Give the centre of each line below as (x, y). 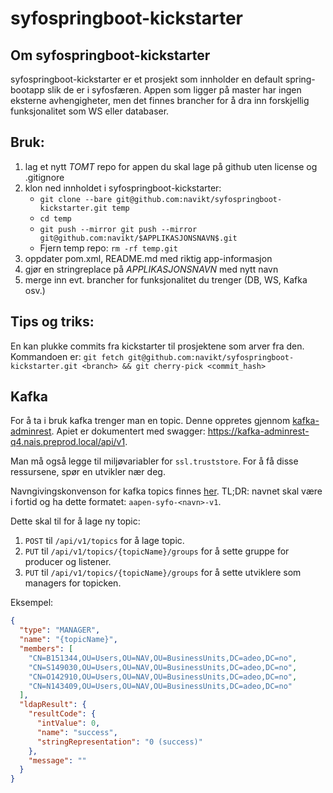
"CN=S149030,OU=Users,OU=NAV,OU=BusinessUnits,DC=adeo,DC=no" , (163, 667)
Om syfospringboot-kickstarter (110, 55)
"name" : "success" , (77, 732)
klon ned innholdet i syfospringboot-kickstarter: (123, 188)
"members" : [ (46, 649)
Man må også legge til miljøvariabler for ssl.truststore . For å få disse (154, 461)
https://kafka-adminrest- (258, 431)
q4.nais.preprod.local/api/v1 (68, 442)
